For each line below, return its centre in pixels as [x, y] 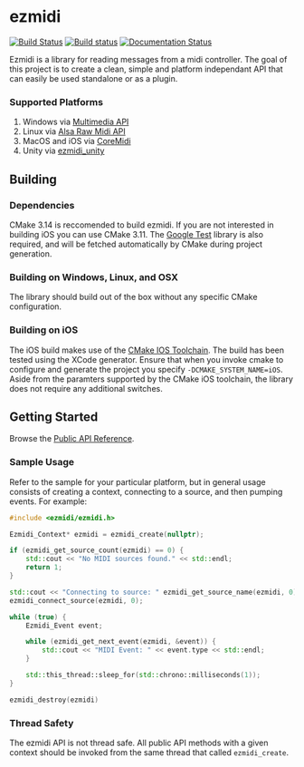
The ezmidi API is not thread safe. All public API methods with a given [139, 743]
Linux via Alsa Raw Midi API [74, 131]
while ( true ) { [38, 617]
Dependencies [42, 205]
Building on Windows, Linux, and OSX [94, 277]
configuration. [35, 306]
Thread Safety [42, 723]
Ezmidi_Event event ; [64, 626]
